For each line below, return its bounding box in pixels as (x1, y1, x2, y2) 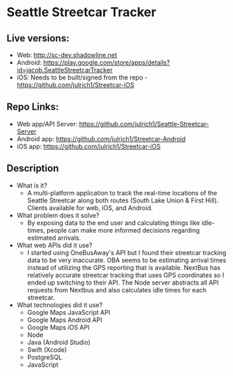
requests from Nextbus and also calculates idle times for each (27, 285, 207, 294)
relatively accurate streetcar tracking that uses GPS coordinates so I (27, 271, 225, 279)
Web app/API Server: (16, 119, 78, 128)
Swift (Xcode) (27, 345, 67, 354)
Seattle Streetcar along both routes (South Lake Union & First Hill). (27, 196, 219, 205)
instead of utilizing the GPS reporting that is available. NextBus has (27, 263, 221, 271)
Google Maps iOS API (27, 323, 90, 331)
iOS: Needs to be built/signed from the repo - (16, 73, 148, 82)
